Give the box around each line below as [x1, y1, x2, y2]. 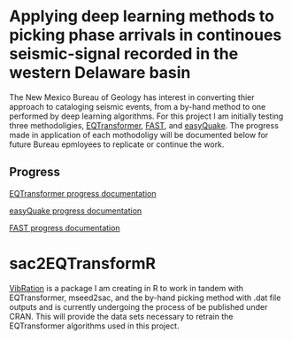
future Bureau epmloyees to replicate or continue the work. [9, 139, 225, 150]
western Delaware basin [9, 63, 191, 83]
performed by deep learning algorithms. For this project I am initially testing [9, 111, 284, 121]
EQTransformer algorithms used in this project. [9, 321, 180, 331]
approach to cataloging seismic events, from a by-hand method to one [9, 101, 266, 112]
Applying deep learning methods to [9, 6, 275, 27]
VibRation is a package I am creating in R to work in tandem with [9, 282, 244, 293]
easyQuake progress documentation [9, 205, 142, 216]
